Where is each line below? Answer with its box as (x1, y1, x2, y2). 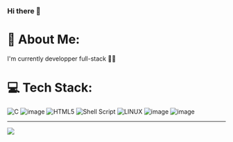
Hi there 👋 (7, 6, 42, 16)
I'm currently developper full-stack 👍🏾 (7, 54, 116, 63)
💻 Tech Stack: (7, 80, 93, 96)
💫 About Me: (7, 32, 80, 48)
